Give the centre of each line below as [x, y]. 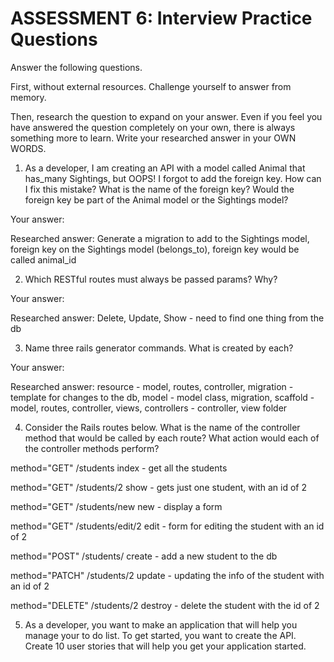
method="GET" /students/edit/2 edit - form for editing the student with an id [167, 526]
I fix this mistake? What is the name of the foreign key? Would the [159, 189]
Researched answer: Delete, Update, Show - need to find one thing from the [167, 318]
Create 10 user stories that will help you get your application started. [165, 646]
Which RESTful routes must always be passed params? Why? [151, 279]
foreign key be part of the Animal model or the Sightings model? [156, 199]
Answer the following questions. [76, 67]
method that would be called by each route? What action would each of [172, 438]
